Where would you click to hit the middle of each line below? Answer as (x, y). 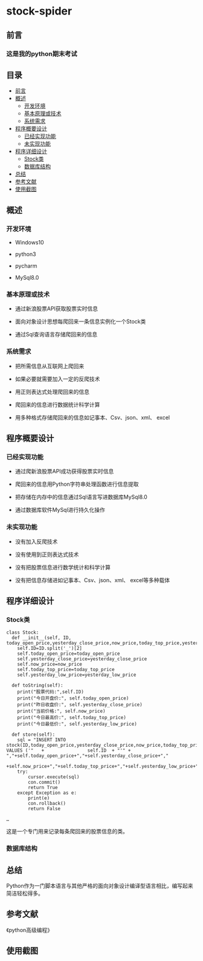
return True (43, 788)
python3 (25, 254)
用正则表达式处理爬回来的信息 (52, 392)
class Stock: (23, 633)
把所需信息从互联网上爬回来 (50, 366)
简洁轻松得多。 (25, 893)
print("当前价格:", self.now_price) (61, 711)
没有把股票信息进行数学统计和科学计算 (63, 567)
